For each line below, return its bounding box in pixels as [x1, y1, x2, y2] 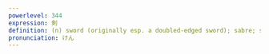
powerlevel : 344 [8, 11, 62, 20]
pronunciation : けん [8, 33, 74, 42]
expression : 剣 [8, 19, 58, 27]
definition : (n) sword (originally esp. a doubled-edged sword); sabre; [8, 26, 256, 34]
